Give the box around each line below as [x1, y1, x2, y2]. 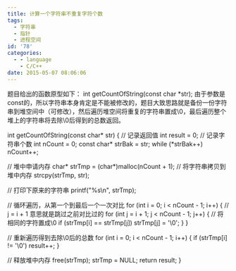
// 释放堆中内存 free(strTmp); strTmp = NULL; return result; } [7, 256, 182, 264]
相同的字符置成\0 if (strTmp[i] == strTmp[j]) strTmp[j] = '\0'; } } [7, 218, 189, 227]
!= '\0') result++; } [7, 241, 60, 250]
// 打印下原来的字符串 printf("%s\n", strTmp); [7, 186, 137, 194]
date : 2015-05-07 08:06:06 [7, 69, 87, 76]
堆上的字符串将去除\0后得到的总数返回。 [7, 115, 125, 124]
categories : [7, 50, 42, 57]
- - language [13, 56, 52, 63]
